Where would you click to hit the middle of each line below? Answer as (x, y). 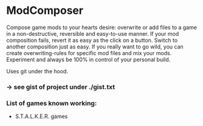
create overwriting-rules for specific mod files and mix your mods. (89, 53)
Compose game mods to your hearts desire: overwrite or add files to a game (101, 27)
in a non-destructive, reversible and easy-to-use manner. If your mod (93, 33)
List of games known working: (52, 103)
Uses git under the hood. (37, 71)
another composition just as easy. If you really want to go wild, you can (95, 47)
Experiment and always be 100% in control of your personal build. (88, 59)
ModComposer (45, 11)
